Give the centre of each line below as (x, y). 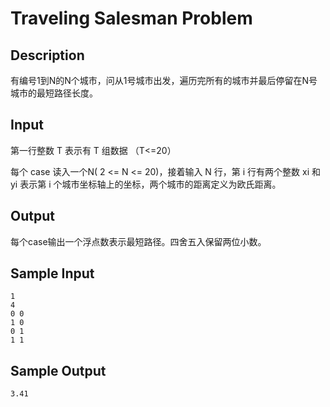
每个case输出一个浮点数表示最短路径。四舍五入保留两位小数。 (138, 241)
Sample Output (58, 370)
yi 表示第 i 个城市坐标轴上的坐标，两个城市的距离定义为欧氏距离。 (146, 184)
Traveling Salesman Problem (131, 18)
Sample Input (52, 273)
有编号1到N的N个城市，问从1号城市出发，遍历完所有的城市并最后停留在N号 (164, 80)
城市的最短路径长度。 (54, 93)
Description (47, 55)
